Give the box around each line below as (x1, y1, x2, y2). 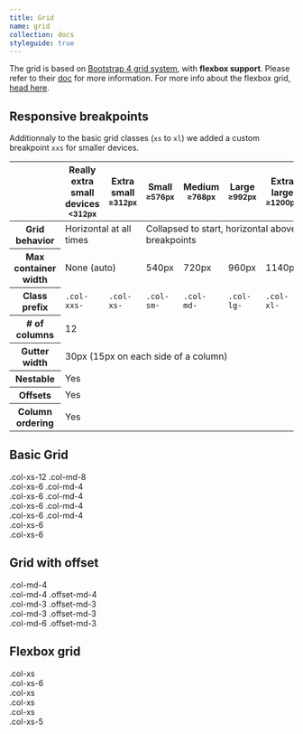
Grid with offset (9, 555, 99, 570)
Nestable (14, 372, 56, 385)
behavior (14, 234, 55, 247)
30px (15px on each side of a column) (64, 350, 228, 362)
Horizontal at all (64, 222, 132, 235)
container (14, 262, 57, 275)
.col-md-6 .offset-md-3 (9, 617, 97, 628)
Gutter (21, 345, 50, 358)
